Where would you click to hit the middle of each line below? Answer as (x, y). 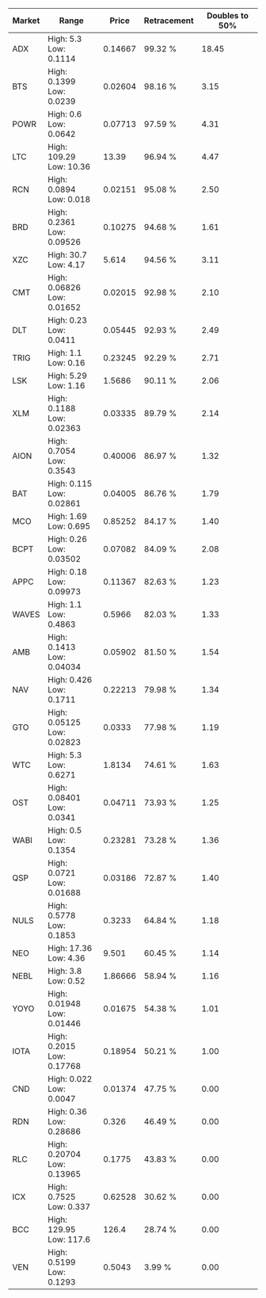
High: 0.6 (65, 114)
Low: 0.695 (69, 526)
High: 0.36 (67, 1111)
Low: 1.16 (66, 386)
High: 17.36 (70, 948)
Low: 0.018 (69, 199)
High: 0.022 (70, 1079)
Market (26, 21)
